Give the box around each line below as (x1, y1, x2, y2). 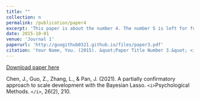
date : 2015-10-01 (6, 31, 49, 37)
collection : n (6, 14, 42, 20)
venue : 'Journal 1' (6, 36, 55, 42)
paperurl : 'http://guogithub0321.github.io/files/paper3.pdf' (6, 42, 164, 48)
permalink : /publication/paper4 (6, 20, 86, 26)
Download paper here (6, 64, 60, 71)
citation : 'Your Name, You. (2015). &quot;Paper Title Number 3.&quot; (6, 48, 187, 53)
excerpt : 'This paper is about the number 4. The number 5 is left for (6, 25, 187, 31)
